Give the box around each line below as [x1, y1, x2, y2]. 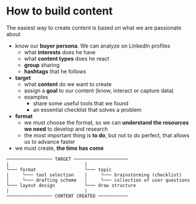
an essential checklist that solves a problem [33, 106, 142, 113]
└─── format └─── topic [6, 167, 112, 173]
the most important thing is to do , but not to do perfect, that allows [24, 131, 190, 139]
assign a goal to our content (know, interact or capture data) [24, 87, 174, 94]
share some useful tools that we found [33, 99, 128, 107]
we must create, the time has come [14, 144, 104, 152]
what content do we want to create [24, 80, 112, 88]
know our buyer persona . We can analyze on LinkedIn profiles [14, 42, 171, 49]
